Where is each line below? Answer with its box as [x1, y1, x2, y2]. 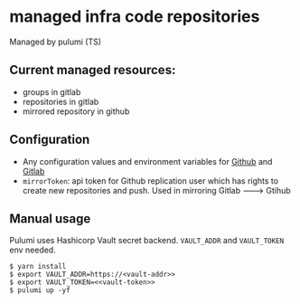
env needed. [9, 244, 56, 255]
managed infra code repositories [9, 6, 260, 27]
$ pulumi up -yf [9, 286, 70, 295]
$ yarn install [9, 262, 67, 271]
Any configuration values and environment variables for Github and [22, 156, 273, 166]
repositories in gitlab [22, 96, 99, 107]
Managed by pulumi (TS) [9, 36, 102, 47]
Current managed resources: [9, 62, 176, 78]
